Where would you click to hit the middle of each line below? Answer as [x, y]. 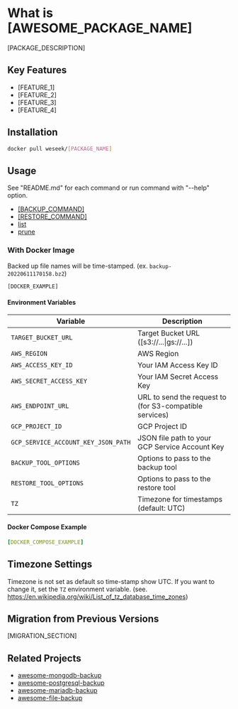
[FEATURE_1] [36, 87]
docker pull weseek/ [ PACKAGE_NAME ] [60, 148]
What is [30, 13]
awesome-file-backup [50, 698]
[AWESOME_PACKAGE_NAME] [100, 28]
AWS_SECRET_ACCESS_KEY [49, 381]
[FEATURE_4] [37, 110]
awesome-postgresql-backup [61, 683]
